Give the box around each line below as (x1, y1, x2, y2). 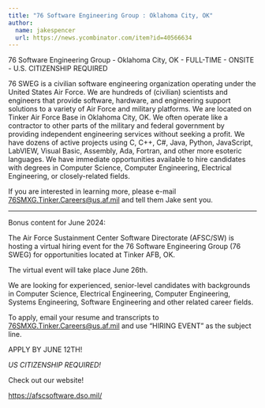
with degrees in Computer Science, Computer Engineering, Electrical (8, 163, 232, 172)
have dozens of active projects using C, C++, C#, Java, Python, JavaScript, (8, 138, 253, 147)
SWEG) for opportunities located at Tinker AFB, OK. (8, 250, 176, 259)
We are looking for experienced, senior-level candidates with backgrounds (8, 281, 251, 290)
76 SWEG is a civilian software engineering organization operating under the (8, 79, 256, 89)
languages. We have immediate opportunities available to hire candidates (8, 155, 246, 164)
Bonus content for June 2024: (8, 218, 106, 228)
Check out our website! (8, 376, 84, 385)
